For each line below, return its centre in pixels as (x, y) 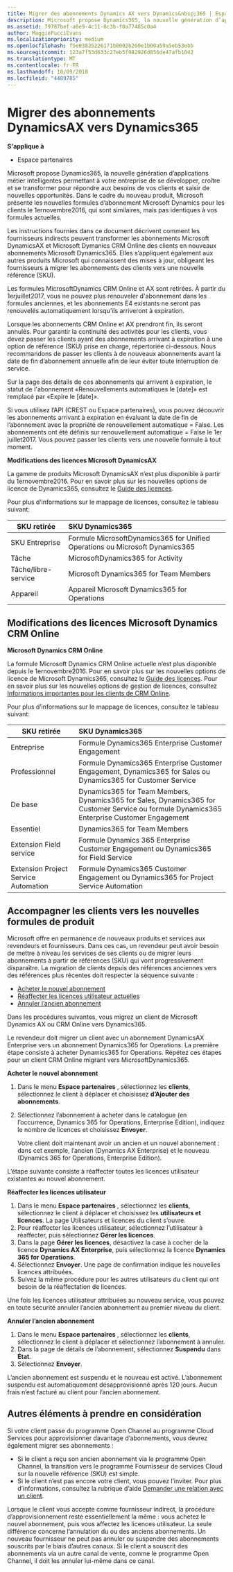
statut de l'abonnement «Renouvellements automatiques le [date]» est (107, 389)
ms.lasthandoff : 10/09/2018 (48, 71)
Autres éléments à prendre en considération (105, 1414)
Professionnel (33, 772)
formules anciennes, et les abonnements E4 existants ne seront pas (104, 303)
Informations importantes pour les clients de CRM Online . (89, 693)
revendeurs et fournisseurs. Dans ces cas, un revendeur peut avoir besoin (113, 945)
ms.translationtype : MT (42, 59)
